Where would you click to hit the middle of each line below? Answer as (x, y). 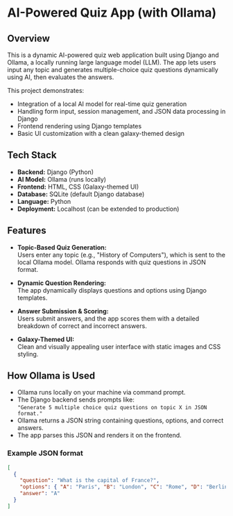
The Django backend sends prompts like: (76, 399)
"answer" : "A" (40, 494)
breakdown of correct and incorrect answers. (82, 326)
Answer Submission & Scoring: (63, 311)
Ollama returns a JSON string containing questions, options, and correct (120, 420)
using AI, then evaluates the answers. (61, 77)
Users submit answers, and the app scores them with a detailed (108, 318)
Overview (29, 38)
